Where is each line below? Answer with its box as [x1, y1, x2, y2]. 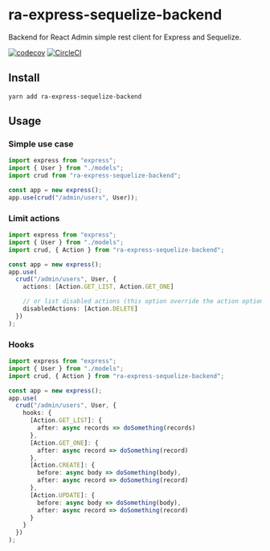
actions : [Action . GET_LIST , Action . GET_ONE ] [22, 283, 174, 291]
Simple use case [8, 138, 74, 150]
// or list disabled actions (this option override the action [22, 298, 239, 306]
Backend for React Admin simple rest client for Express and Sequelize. [8, 32, 242, 42]
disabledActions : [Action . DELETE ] [22, 305, 138, 313]
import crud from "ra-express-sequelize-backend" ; [8, 171, 182, 180]
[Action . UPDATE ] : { [29, 491, 95, 500]
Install [8, 71, 40, 85]
